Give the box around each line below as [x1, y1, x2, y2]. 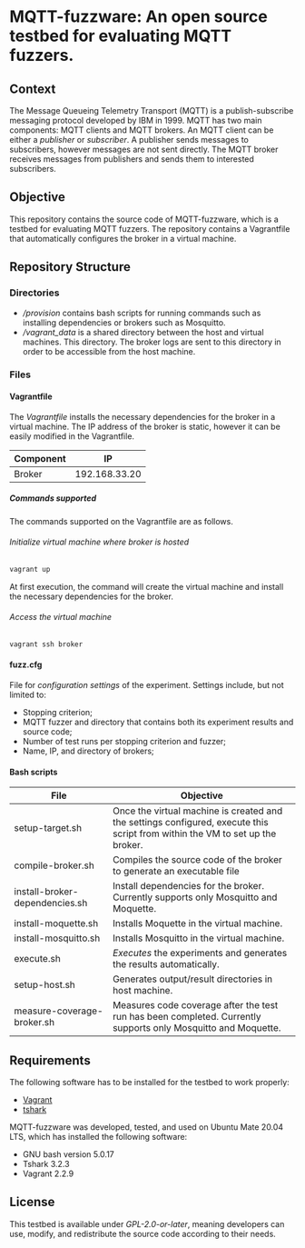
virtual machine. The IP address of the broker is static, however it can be [9, 421, 281, 432]
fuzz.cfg [9, 659, 43, 670]
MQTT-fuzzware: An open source [9, 6, 268, 27]
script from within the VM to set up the [112, 827, 277, 840]
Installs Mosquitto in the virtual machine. [112, 932, 285, 944]
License [9, 1194, 55, 1210]
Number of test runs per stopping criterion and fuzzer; [22, 735, 227, 746]
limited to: [9, 689, 47, 700]
